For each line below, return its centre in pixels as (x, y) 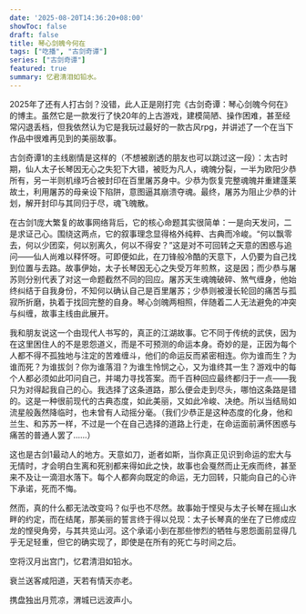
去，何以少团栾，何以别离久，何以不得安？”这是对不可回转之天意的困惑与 (147, 245)
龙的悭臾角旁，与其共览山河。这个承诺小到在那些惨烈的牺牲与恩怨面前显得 (149, 530)
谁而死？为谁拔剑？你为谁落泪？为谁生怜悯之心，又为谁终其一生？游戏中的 (149, 367)
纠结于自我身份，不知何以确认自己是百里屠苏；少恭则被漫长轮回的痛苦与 (153, 290)
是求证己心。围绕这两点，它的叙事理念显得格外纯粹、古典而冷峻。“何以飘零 (151, 234)
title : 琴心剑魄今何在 (48, 43)
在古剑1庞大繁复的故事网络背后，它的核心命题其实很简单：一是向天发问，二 (151, 222)
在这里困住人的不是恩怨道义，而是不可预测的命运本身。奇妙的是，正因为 (145, 344)
